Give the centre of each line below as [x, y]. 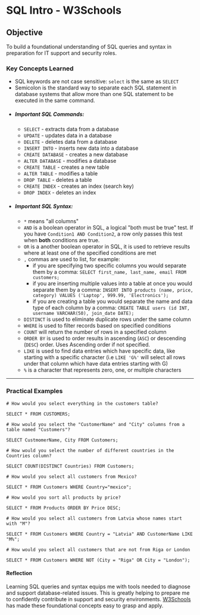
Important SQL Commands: [49, 114]
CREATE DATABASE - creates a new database [76, 154]
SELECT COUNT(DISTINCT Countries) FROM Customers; [70, 466]
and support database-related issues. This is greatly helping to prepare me [98, 593]
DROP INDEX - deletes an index [60, 193]
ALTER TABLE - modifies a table [61, 174]
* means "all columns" [51, 221]
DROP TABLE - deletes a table [58, 180]
